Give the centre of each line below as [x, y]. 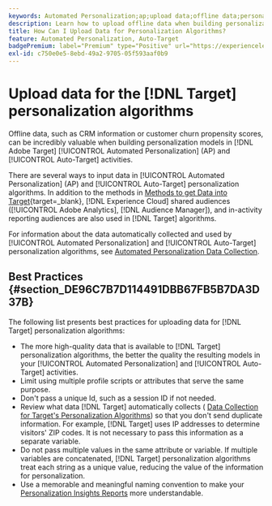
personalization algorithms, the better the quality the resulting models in [140, 355]
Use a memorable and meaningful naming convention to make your [132, 484]
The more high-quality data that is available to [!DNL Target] [120, 346]
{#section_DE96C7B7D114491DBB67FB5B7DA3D [134, 290]
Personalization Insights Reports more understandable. [112, 493]
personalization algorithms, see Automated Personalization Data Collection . [134, 251]
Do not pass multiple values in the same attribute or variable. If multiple [139, 450]
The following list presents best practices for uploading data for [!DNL [125, 322]
